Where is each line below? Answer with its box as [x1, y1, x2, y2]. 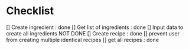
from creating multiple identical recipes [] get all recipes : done [6, 36, 159, 43]
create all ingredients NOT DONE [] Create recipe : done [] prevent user [6, 30, 180, 37]
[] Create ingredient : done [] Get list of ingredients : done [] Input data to [6, 24, 184, 31]
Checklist [6, 4, 54, 18]
